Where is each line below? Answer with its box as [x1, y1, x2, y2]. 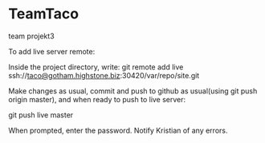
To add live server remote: [8, 46, 96, 56]
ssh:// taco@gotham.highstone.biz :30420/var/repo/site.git [8, 70, 200, 80]
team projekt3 [8, 31, 55, 41]
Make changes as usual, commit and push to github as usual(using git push [8, 85, 258, 96]
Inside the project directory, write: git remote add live [8, 62, 184, 72]
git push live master [8, 109, 74, 120]
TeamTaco [8, 5, 79, 23]
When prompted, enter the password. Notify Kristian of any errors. [8, 125, 228, 135]
